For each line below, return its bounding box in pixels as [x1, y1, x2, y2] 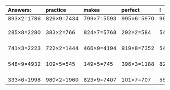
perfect [121, 7, 140, 13]
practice [45, 7, 66, 13]
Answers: [8, 7, 31, 13]
